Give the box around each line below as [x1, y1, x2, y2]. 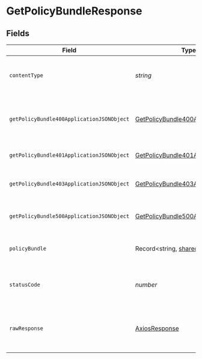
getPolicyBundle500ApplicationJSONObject [9, 213, 130, 219]
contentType [9, 72, 44, 79]
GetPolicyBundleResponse [6, 4, 142, 18]
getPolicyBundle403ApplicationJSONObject [9, 181, 130, 187]
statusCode [9, 281, 40, 288]
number [135, 281, 158, 289]
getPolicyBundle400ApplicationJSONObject [9, 116, 130, 122]
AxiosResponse [135, 324, 179, 332]
